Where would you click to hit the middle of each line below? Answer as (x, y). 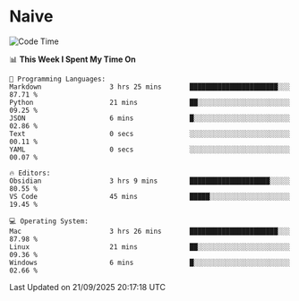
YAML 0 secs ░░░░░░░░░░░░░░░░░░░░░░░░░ (150, 150)
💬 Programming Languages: (57, 79)
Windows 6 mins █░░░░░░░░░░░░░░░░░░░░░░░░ (150, 262)
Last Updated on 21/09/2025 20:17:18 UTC (87, 287)
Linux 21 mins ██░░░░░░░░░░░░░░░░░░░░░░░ (150, 247)
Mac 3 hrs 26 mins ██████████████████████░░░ (150, 231)
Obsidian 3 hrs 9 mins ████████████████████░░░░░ (150, 181)
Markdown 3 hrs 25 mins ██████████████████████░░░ (150, 87)
